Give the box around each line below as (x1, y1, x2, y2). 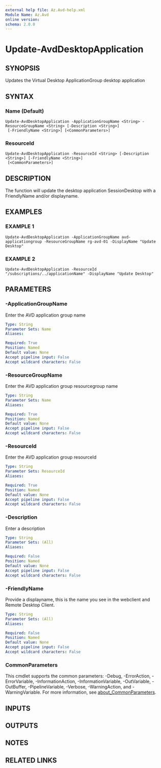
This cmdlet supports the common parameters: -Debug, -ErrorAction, (5, 673, 151, 679)
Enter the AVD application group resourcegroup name (5, 383, 118, 389)
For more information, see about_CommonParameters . (42, 689, 156, 696)
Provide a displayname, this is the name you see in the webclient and (5, 596, 150, 602)
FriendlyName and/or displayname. (5, 193, 79, 199)
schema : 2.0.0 (5, 21, 36, 27)
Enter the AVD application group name (5, 312, 86, 318)
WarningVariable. (5, 689, 42, 696)
